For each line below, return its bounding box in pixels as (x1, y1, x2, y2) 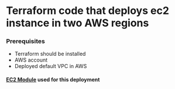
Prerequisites (6, 37, 45, 45)
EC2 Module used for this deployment (6, 76, 100, 83)
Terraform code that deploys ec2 (6, 4, 170, 17)
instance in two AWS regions (6, 16, 149, 30)
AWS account (14, 56, 48, 63)
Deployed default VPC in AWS (14, 63, 87, 70)
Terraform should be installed (14, 51, 86, 58)
